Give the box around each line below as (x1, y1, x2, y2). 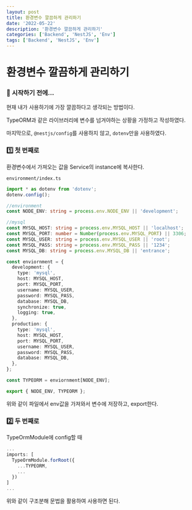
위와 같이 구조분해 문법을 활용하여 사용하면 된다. (6, 497, 121, 505)
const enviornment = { (6, 258, 64, 265)
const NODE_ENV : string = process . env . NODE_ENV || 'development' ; (6, 208, 179, 214)
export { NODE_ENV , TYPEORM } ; (6, 388, 86, 394)
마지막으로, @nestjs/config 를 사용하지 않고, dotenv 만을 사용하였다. (6, 129, 166, 137)
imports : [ (6, 452, 34, 458)
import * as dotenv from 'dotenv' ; (6, 186, 97, 192)
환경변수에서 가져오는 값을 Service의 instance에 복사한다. (6, 163, 144, 171)
